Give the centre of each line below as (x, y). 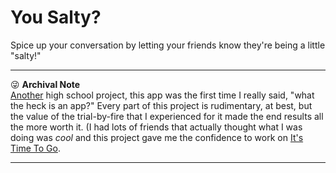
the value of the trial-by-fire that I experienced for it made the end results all (167, 116)
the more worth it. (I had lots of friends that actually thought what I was (156, 127)
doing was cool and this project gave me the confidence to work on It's (157, 137)
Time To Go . (35, 148)
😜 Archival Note (45, 84)
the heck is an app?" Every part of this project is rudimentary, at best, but (161, 105)
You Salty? (56, 17)
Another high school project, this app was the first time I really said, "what (162, 95)
